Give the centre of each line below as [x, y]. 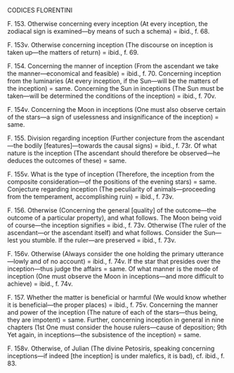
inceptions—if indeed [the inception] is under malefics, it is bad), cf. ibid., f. [116, 356]
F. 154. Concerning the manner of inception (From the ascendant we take [113, 66]
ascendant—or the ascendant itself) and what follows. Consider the [105, 233]
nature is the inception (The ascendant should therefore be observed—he [114, 153]
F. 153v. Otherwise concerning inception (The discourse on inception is [110, 45]
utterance [210, 254]
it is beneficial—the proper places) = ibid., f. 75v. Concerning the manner [113, 305]
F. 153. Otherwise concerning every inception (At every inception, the [108, 24]
